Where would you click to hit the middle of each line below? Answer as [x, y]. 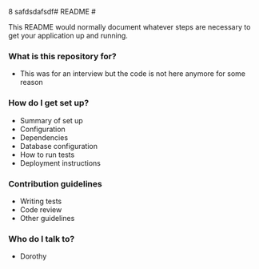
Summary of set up [52, 120]
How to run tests [47, 155]
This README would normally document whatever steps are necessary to [129, 27]
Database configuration [59, 146]
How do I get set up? [49, 103]
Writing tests [41, 201]
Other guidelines [47, 218]
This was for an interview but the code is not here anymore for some [133, 74]
